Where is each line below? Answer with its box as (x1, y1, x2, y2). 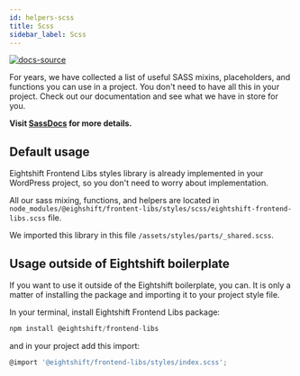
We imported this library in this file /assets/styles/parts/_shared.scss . (9, 230, 275, 241)
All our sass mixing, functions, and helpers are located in (9, 195, 220, 206)
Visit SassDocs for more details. (9, 118, 132, 129)
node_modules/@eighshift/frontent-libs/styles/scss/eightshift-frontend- (9, 204, 293, 214)
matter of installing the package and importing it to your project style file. (9, 290, 280, 300)
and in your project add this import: (9, 340, 141, 351)
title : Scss (9, 22, 54, 31)
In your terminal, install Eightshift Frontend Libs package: (9, 307, 221, 318)
